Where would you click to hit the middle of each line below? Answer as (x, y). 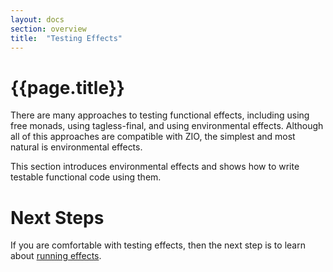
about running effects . (56, 256)
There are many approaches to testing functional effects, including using (160, 115)
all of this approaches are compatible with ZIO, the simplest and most (153, 137)
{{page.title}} (67, 87)
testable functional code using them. (86, 177)
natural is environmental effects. (76, 147)
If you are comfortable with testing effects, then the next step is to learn (158, 245)
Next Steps (57, 217)
